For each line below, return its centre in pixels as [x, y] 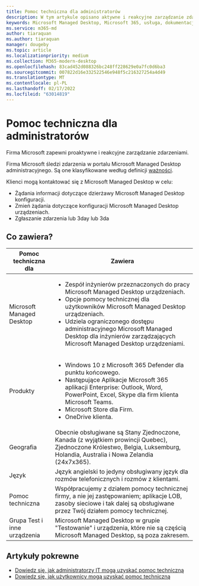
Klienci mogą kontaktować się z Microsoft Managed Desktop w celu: [89, 182]
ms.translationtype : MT [36, 78]
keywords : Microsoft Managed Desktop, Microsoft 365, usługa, [84, 22]
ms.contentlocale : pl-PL [37, 83]
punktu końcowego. [92, 372]
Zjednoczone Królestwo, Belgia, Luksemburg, [118, 447]
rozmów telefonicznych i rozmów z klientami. [117, 479]
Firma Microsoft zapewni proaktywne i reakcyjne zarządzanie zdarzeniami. [97, 152]
